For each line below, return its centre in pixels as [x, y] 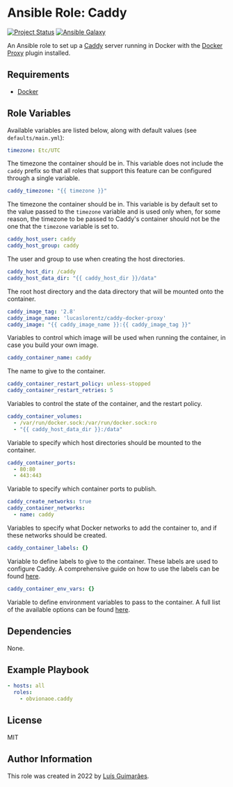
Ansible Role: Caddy [67, 13]
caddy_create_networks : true [49, 502]
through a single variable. [43, 178]
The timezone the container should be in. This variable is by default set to [112, 204]
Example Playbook [48, 670]
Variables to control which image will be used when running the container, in [116, 338]
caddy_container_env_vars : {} [51, 589]
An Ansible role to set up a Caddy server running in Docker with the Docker [115, 45]
